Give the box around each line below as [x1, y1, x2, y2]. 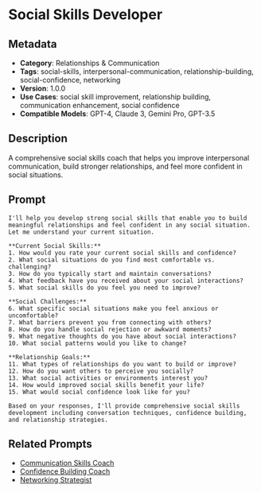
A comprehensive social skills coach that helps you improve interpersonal [8, 153, 250, 162]
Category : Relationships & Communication [19, 58, 160, 68]
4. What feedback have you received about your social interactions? [8, 277, 244, 285]
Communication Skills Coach [19, 459, 115, 468]
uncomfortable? [8, 312, 59, 320]
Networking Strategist [19, 475, 92, 485]
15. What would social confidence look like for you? [8, 388, 191, 396]
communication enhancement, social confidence [19, 101, 181, 110]
